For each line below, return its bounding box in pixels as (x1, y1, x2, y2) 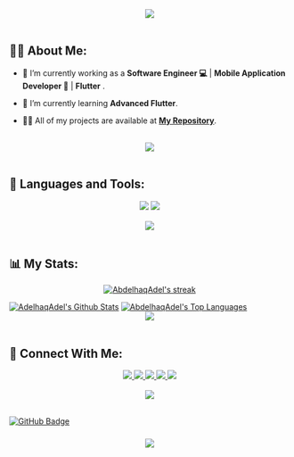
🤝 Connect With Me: (9, 345, 123, 361)
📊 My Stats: (9, 256, 78, 271)
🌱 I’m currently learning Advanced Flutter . (21, 97, 178, 108)
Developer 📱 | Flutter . (21, 80, 105, 91)
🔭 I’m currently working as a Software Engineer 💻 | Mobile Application (21, 67, 286, 79)
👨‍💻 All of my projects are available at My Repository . (21, 115, 216, 126)
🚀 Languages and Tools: (9, 177, 145, 192)
